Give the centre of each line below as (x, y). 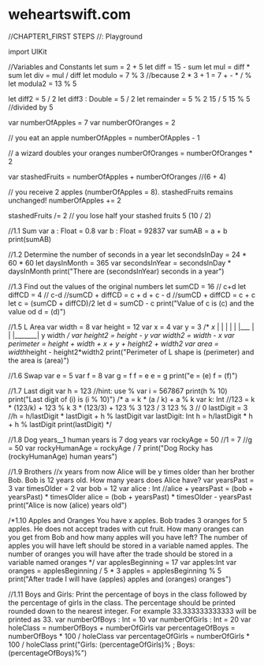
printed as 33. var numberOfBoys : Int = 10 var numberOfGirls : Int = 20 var (130, 619)
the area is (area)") (39, 360)
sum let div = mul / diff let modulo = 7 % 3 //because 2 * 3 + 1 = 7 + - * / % (130, 75)
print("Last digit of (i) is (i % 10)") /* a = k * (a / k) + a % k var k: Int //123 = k (132, 399)
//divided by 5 (31, 107)
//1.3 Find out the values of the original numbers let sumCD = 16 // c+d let (127, 286)
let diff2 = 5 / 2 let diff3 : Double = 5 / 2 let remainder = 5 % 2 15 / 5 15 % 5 (129, 98)
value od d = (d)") (37, 311)
